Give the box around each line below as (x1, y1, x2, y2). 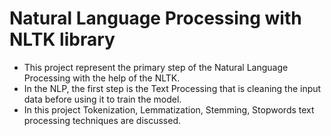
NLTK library (9, 28, 116, 51)
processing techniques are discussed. (23, 114, 181, 126)
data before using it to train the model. (23, 93, 182, 105)
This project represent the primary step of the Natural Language (23, 61, 289, 73)
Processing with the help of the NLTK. (23, 72, 181, 84)
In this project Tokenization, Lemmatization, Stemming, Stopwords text (23, 103, 315, 116)
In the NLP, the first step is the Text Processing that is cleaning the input (23, 82, 322, 94)
